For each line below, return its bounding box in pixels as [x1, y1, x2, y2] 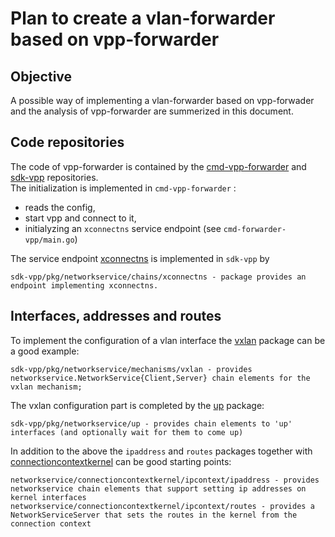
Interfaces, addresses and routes [10, 308, 222, 325]
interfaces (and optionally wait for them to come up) [10, 427, 244, 437]
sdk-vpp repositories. [10, 171, 99, 183]
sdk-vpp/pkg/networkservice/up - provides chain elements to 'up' [10, 418, 293, 429]
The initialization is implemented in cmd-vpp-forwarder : [10, 182, 237, 194]
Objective [10, 68, 73, 85]
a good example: [10, 345, 80, 357]
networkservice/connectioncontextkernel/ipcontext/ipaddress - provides [10, 475, 320, 485]
